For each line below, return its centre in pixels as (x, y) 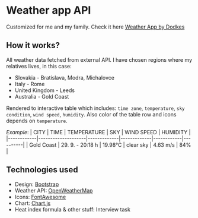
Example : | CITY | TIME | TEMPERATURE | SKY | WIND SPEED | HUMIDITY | (98, 132)
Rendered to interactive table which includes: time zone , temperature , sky (95, 108)
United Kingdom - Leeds (45, 90)
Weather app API (49, 10)
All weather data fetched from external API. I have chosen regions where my (99, 59)
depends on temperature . (37, 121)
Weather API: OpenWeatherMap (54, 190)
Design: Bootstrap (37, 184)
